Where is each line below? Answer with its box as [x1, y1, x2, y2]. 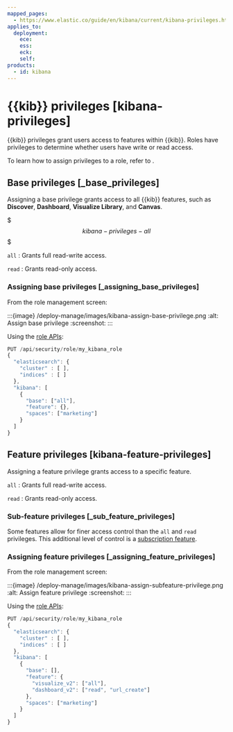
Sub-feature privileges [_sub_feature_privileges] [7, 511, 175, 521]
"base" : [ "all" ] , [25, 397, 76, 404]
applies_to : [7, 23, 42, 30]
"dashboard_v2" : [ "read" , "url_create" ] [32, 686, 150, 693]
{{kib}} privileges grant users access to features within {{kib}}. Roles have [7, 136, 218, 144]
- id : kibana [13, 68, 51, 75]
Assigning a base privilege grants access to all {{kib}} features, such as [7, 195, 212, 203]
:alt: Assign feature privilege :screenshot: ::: [7, 588, 132, 597]
